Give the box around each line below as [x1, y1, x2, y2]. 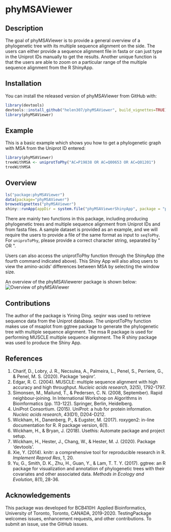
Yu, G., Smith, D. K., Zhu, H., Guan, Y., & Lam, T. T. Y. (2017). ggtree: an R [12, 460, 166, 466]
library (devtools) [5, 103, 44, 108]
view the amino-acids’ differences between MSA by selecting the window [5, 264, 160, 270]
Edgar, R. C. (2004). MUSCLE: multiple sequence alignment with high [12, 378, 158, 385]
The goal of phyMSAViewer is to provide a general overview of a [5, 37, 140, 43]
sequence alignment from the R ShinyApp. [5, 65, 94, 70]
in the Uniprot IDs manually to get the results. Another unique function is [5, 54, 157, 60]
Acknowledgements [5, 491, 71, 500]
